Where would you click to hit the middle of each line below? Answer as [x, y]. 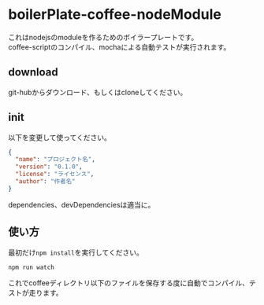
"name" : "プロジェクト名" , [56, 160]
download [33, 72]
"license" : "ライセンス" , [55, 175]
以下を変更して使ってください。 [60, 137]
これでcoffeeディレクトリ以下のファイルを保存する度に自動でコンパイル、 [129, 283]
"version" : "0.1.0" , [49, 167]
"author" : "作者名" [45, 182]
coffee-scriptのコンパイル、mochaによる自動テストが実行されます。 [119, 47]
